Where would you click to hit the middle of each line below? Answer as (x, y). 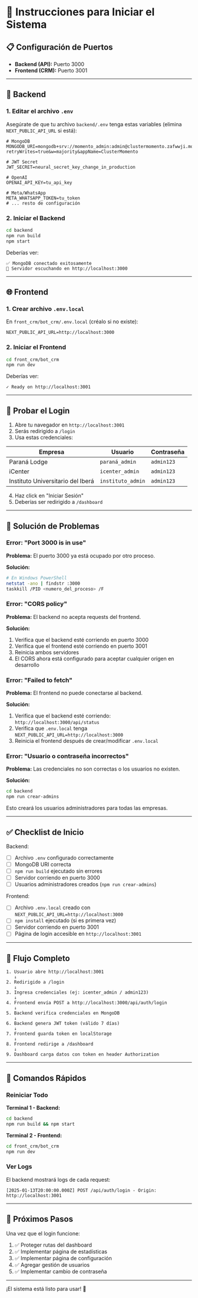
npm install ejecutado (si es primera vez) (65, 920)
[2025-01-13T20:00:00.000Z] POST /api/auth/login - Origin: (82, 1190)
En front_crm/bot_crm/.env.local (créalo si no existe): (72, 322)
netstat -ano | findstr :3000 (43, 584)
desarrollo (27, 665)
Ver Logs (19, 1166)
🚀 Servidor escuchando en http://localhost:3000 (67, 268)
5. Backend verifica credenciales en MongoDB (63, 1013)
